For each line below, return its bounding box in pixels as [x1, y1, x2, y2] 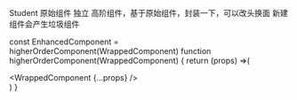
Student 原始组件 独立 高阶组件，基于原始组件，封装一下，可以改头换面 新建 [9, 8, 289, 18]
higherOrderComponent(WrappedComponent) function [9, 46, 212, 56]
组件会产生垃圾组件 [9, 19, 80, 29]
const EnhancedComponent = [9, 36, 119, 47]
